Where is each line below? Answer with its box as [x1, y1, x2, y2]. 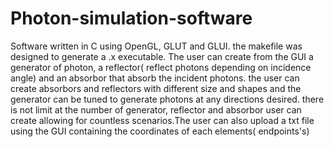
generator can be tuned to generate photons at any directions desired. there [10, 93, 325, 105]
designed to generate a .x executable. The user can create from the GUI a [10, 50, 314, 62]
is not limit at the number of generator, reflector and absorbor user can [10, 103, 302, 116]
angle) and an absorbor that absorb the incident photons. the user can [10, 72, 300, 84]
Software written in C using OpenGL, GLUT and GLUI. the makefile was [10, 40, 303, 52]
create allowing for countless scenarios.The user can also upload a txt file [10, 114, 315, 126]
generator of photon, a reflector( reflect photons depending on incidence [10, 61, 312, 73]
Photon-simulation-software [10, 7, 253, 30]
